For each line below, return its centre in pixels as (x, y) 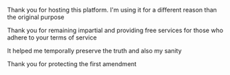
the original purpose (36, 17)
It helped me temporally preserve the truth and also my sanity (95, 51)
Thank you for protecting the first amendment (72, 64)
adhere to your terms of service (52, 37)
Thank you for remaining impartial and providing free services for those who (115, 30)
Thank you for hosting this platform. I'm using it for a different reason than (112, 10)
